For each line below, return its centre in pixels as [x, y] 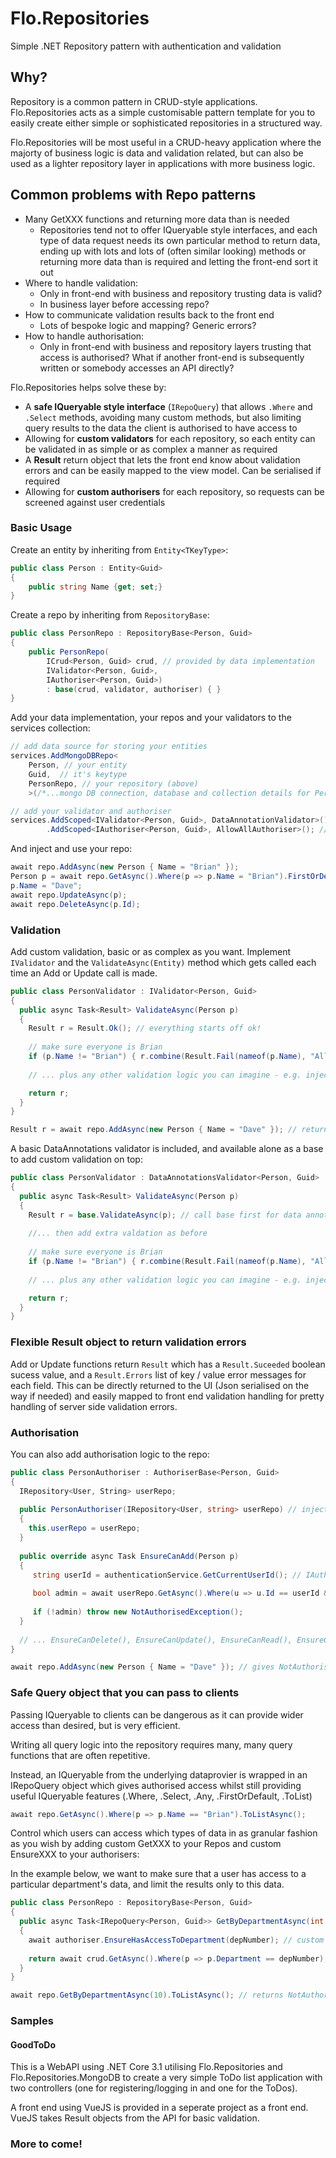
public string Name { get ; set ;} [95, 587]
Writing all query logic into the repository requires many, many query [151, 1744]
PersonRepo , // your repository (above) [113, 783]
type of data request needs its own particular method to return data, [180, 240]
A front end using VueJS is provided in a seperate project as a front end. [159, 2108]
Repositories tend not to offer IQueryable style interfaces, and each [178, 229]
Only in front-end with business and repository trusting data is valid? [181, 293]
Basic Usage [41, 528]
